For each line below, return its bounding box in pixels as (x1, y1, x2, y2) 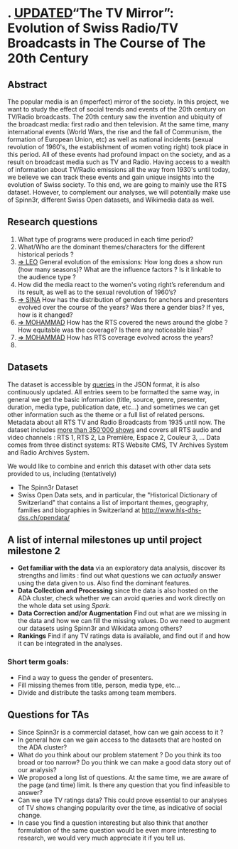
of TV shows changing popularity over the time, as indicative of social (17, 803, 222, 811)
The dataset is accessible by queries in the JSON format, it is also (7, 380, 200, 389)
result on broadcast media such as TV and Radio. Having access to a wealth (7, 158, 230, 166)
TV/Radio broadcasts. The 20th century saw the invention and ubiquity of (7, 112, 222, 121)
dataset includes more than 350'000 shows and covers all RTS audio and (7, 425, 222, 434)
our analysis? (17, 765, 57, 774)
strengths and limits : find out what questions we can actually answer (17, 571, 222, 580)
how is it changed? (17, 310, 73, 319)
